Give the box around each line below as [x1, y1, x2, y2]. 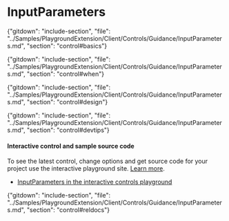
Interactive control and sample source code [7, 142, 135, 150]
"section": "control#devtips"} [26, 126, 110, 134]
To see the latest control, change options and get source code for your [7, 157, 208, 166]
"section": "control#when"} [26, 70, 105, 78]
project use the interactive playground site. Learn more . [7, 164, 166, 173]
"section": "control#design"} [26, 97, 108, 106]
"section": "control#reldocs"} [26, 206, 110, 214]
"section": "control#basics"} [26, 41, 108, 50]
